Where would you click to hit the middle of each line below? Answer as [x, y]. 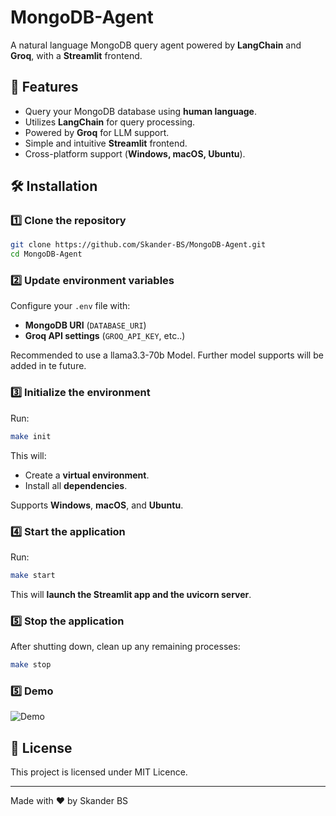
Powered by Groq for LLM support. [97, 132]
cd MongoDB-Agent [46, 254]
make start [33, 575]
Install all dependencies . [76, 485]
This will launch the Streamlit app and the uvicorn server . [131, 594]
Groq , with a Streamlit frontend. [76, 55]
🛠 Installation [54, 186]
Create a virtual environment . [87, 475]
